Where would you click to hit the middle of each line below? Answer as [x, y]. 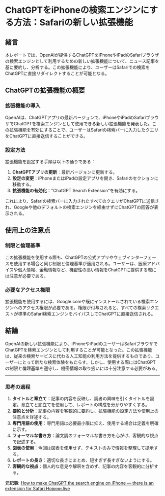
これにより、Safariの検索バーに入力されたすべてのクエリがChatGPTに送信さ [82, 201]
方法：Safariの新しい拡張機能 [74, 22]
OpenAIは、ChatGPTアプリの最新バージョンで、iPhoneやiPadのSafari [76, 117]
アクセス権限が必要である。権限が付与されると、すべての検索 [84, 307]
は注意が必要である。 [27, 276]
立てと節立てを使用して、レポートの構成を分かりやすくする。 [87, 405]
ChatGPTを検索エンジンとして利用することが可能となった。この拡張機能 [79, 350]
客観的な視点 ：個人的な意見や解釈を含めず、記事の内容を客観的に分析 [83, 466]
